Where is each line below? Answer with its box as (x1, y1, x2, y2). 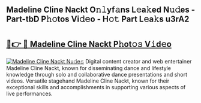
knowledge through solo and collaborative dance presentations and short (6, 71, 188, 78)
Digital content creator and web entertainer (85, 58, 192, 65)
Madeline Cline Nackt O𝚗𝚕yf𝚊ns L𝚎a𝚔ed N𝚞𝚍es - (6, 5, 196, 15)
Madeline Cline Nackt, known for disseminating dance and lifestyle (6, 65, 171, 71)
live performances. (6, 90, 53, 97)
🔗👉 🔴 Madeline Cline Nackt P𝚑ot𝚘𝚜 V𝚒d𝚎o (6, 39, 172, 49)
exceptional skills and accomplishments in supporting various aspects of (6, 84, 186, 90)
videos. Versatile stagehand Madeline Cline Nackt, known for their (6, 77, 170, 84)
